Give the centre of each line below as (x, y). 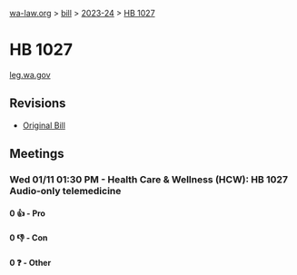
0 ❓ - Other (30, 262)
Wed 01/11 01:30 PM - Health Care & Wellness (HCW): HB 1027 (149, 180)
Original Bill (44, 125)
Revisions (38, 103)
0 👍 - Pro (27, 213)
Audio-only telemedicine (65, 192)
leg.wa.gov (30, 74)
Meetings (37, 154)
